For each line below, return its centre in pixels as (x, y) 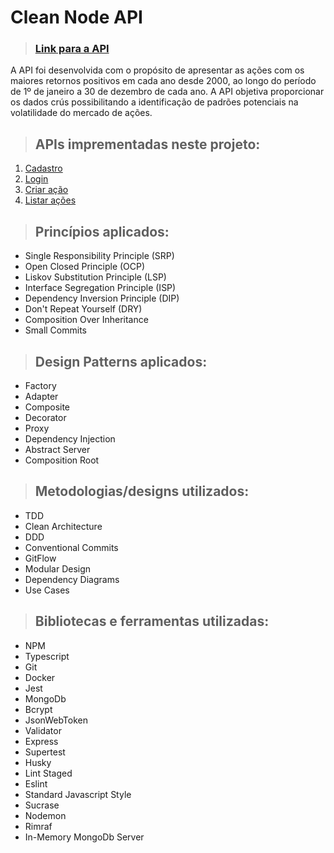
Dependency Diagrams (72, 579)
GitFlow (40, 558)
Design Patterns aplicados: (121, 361)
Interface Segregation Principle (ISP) (100, 288)
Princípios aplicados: (102, 231)
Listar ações (50, 200)
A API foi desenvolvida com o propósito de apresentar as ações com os (157, 70)
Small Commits (55, 330)
